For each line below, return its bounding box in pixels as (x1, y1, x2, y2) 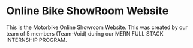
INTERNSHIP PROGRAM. (6, 36, 67, 43)
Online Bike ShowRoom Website (6, 4, 169, 18)
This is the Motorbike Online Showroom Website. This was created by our (6, 24, 188, 31)
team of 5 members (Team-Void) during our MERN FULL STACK (6, 30, 164, 37)
